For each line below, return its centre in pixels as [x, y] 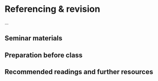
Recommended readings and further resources [79, 72]
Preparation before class [44, 55]
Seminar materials [34, 38]
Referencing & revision [52, 9]
